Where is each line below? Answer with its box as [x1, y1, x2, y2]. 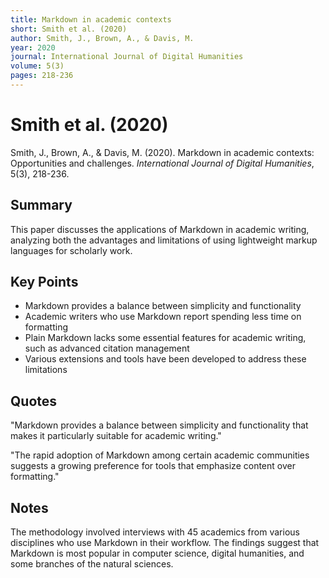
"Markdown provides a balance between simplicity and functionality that [10, 419, 309, 431]
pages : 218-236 [10, 71, 74, 81]
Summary [10, 197, 73, 214]
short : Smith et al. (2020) [10, 24, 128, 34]
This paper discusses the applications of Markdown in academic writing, [10, 223, 310, 235]
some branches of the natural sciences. [10, 558, 174, 570]
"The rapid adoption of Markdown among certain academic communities [10, 449, 310, 461]
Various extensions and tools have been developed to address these [24, 353, 307, 365]
